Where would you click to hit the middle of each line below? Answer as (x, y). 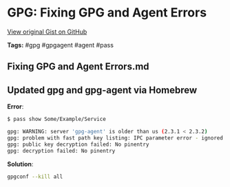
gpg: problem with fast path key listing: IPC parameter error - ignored (115, 138)
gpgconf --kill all (35, 177)
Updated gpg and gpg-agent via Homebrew (102, 90)
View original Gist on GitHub (47, 32)
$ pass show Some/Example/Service (57, 119)
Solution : (20, 164)
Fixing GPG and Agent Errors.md (78, 67)
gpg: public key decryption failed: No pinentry (78, 144)
